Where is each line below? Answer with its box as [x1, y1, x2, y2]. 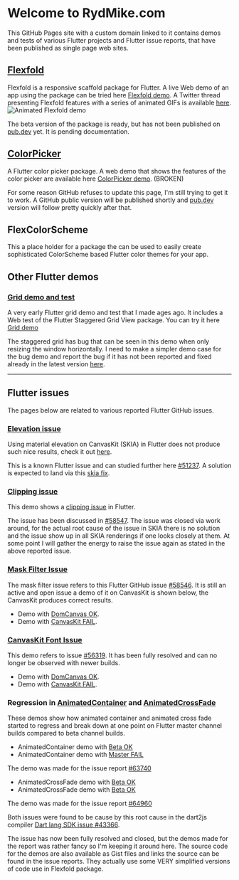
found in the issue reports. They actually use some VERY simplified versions [7, 857, 230, 866]
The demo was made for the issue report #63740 [7, 764, 152, 773]
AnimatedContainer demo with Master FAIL [17, 751, 144, 759]
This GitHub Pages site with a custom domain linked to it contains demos [7, 28, 221, 37]
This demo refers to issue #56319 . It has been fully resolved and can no [7, 651, 218, 659]
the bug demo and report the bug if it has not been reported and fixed [7, 352, 212, 361]
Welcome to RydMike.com [7, 5, 166, 21]
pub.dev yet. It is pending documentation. [7, 127, 130, 136]
